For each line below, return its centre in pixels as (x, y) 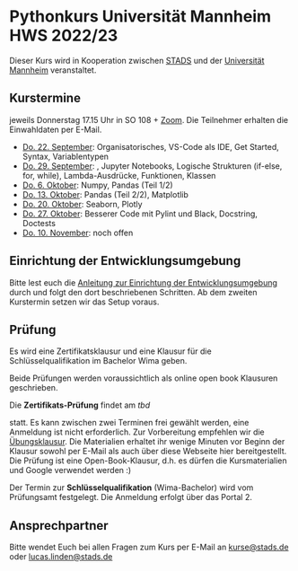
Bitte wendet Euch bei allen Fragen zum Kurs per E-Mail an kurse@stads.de (149, 547)
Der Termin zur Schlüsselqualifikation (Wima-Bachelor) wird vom (131, 488)
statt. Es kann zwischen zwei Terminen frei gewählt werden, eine (129, 423)
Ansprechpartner (59, 526)
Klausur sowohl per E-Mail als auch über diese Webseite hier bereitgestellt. (148, 452)
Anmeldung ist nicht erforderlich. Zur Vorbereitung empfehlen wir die (137, 432)
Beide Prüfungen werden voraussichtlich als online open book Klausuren (144, 378)
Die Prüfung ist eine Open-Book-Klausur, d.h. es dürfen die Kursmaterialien (148, 461)
